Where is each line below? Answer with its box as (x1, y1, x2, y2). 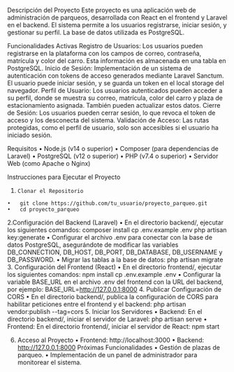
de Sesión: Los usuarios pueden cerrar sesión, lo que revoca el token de (7, 108, 216, 117)
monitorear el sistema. (17, 358, 82, 366)
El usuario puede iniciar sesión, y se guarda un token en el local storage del (7, 79, 225, 87)
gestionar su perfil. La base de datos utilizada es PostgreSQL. (7, 28, 185, 36)
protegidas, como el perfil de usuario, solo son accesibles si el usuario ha (7, 124, 219, 131)
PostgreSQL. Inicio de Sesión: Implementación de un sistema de (7, 64, 191, 72)
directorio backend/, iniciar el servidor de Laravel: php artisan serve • (7, 315, 207, 323)
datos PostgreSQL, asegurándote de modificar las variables (7, 241, 179, 249)
